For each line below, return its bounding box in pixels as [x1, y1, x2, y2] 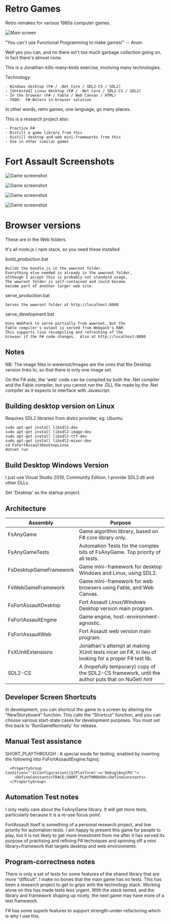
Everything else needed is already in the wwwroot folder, [5, 270, 133, 275]
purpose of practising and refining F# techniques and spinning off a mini [5, 837, 156, 844]
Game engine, [79, 613, 112, 620]
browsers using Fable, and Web [79, 584, 154, 591]
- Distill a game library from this [5, 130, 82, 135]
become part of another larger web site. [5, 283, 94, 288]
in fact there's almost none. [5, 54, 62, 61]
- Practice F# [5, 125, 35, 131]
